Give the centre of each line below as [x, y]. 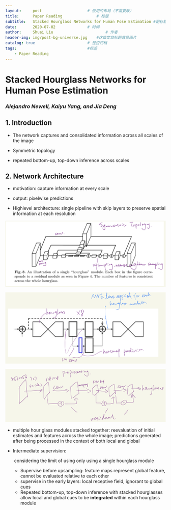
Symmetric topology [34, 150]
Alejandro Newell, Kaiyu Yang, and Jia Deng [61, 106]
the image [23, 141]
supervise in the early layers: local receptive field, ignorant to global [91, 481]
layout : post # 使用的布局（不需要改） [69, 11]
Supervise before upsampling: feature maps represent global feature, [93, 471]
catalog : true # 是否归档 [56, 43]
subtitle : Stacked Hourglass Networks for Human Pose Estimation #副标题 [86, 21]
